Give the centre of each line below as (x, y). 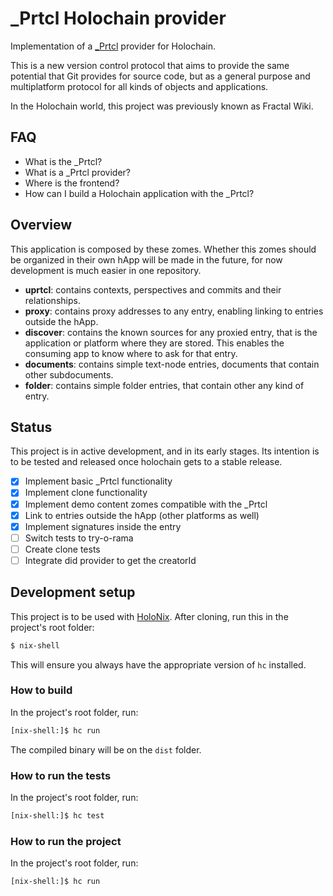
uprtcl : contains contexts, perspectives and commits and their (153, 289)
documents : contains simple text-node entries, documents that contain (172, 364)
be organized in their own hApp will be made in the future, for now (146, 259)
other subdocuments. (69, 374)
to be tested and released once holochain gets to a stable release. (146, 462)
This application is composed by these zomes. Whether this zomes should (163, 249)
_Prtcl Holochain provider (118, 18)
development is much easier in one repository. (106, 270)
